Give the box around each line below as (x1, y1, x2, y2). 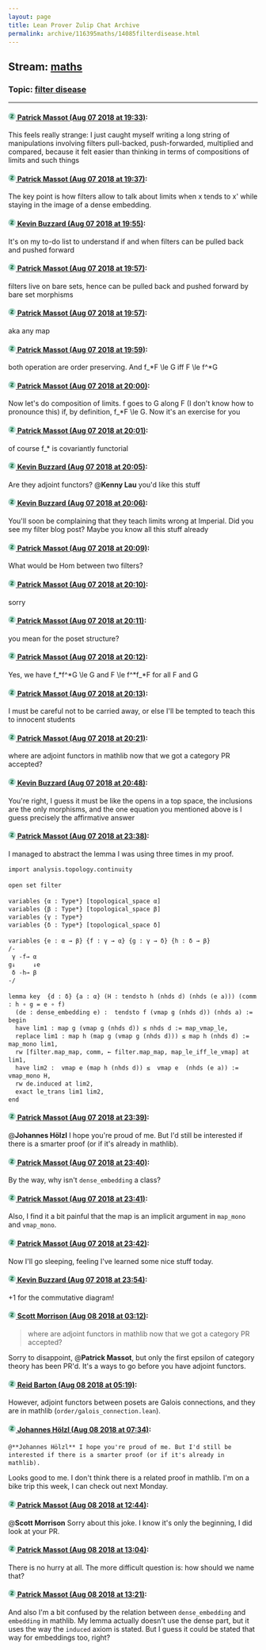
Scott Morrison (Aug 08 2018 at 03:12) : (17, 1311, 149, 1321)
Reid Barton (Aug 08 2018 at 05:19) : (17, 1380, 138, 1390)
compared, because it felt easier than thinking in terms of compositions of (8, 147, 249, 156)
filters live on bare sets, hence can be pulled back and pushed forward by (8, 281, 249, 291)
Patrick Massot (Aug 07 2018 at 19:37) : (17, 174, 148, 183)
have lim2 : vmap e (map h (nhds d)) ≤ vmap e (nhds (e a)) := (15, 1064, 239, 1072)
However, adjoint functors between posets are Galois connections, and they (8, 1397, 256, 1407)
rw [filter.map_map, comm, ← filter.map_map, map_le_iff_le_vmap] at (15, 1048, 249, 1056)
